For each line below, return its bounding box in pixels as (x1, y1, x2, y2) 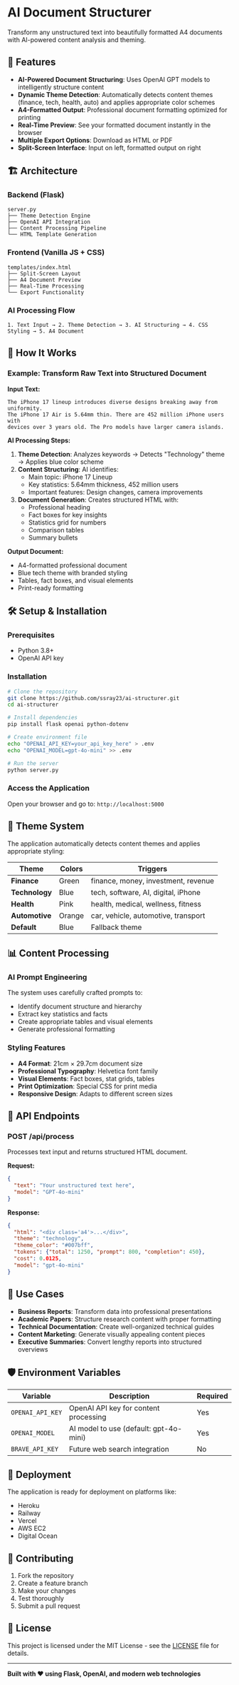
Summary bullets (28, 533, 78, 542)
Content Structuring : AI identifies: (17, 465, 119, 473)
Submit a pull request (17, 1601, 80, 1610)
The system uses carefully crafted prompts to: (7, 988, 143, 997)
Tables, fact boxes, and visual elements (17, 576, 134, 585)
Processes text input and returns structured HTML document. (7, 1148, 188, 1156)
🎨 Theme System (7, 820, 85, 832)
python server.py (7, 766, 59, 774)
